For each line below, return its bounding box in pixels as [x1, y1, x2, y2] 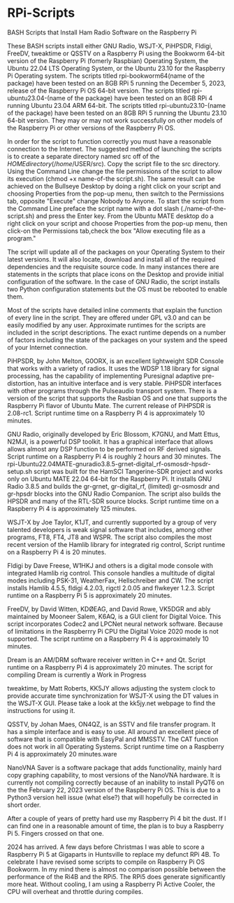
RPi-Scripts [7, 5, 75, 21]
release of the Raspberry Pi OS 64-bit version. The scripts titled [7, 86, 191, 95]
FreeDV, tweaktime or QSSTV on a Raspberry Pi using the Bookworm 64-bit [7, 49, 225, 57]
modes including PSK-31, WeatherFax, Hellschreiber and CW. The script [7, 576, 214, 585]
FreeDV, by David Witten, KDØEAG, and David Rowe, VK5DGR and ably [7, 604, 211, 613]
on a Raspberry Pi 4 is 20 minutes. [7, 548, 107, 556]
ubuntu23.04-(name [7, 93, 66, 102]
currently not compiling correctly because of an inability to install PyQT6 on [7, 778, 225, 787]
